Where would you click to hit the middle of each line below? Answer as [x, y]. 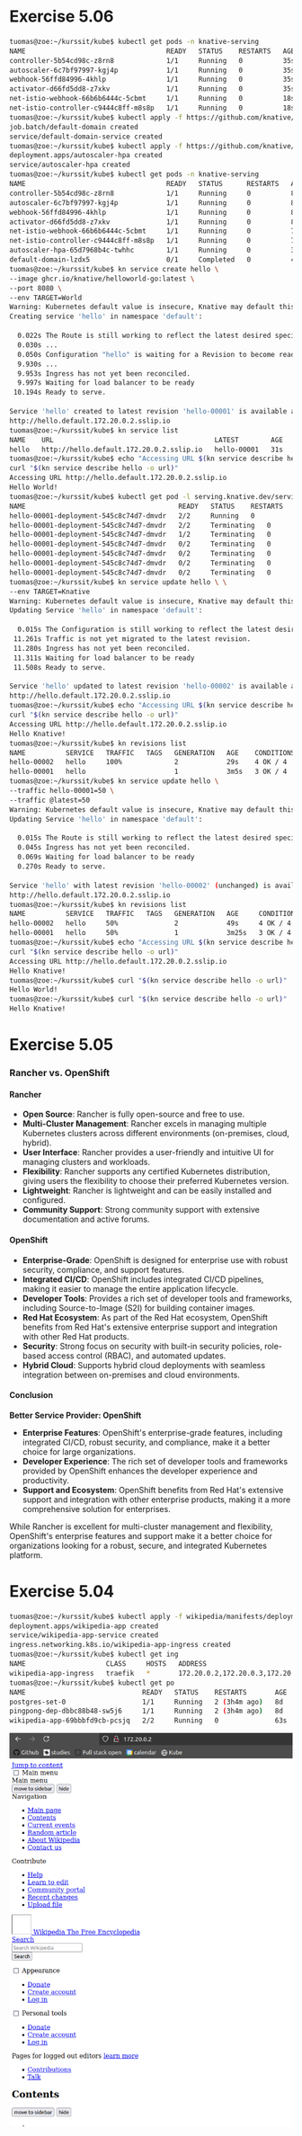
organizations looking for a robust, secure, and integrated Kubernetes [138, 1545]
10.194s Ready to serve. [59, 393]
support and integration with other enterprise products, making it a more [156, 1500]
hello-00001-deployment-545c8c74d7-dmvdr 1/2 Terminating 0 [140, 535]
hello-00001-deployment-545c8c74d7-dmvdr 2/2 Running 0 [132, 516]
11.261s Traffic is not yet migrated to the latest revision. [132, 639]
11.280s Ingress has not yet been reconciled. [102, 648]
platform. [26, 1555]
